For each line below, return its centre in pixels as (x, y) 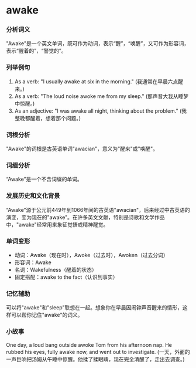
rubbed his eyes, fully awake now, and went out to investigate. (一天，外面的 (98, 352)
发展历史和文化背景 (33, 196)
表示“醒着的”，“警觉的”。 (36, 51)
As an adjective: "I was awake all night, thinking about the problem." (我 (101, 111)
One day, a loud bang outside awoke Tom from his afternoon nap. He (89, 345)
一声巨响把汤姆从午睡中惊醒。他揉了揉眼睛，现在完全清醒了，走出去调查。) (96, 359)
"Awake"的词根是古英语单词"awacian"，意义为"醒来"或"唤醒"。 (82, 149)
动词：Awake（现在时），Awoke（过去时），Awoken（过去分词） (91, 255)
